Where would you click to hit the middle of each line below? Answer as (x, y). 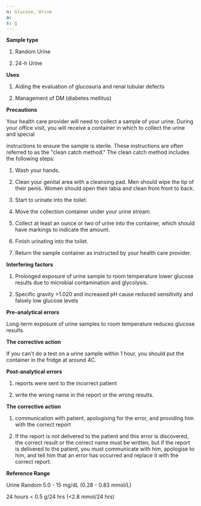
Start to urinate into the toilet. (51, 200)
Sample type (22, 40)
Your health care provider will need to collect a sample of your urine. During (100, 121)
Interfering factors (30, 264)
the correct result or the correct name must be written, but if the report (102, 443)
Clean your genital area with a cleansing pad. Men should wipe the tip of (104, 182)
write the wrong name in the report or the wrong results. (84, 395)
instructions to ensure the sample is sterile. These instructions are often (95, 146)
